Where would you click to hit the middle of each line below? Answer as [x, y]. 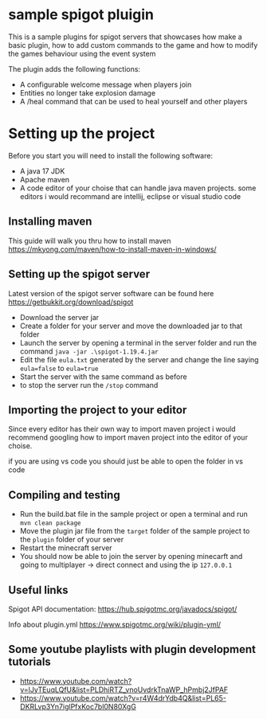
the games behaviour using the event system [82, 53]
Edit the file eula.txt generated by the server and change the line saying [139, 359]
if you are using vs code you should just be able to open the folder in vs [126, 461]
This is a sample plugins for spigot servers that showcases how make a [125, 37]
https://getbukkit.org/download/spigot [71, 302]
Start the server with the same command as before [103, 377]
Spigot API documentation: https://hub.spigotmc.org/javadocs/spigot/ [123, 609]
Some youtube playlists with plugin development [132, 649]
